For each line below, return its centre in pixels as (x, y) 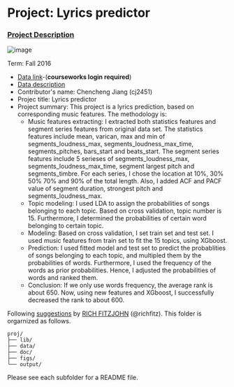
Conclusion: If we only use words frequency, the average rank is (120, 286)
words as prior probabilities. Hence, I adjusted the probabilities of (122, 270)
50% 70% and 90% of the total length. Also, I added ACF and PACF (125, 181)
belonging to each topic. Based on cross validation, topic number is (125, 211)
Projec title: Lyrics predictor (57, 99)
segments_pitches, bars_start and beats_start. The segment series (124, 151)
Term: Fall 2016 (29, 64)
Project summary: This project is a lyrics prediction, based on (105, 107)
